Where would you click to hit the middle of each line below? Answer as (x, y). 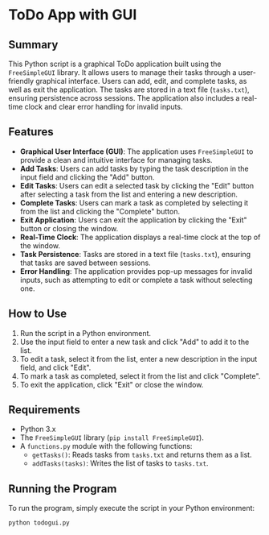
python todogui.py (39, 523)
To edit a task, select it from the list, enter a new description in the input (139, 359)
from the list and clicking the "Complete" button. (100, 211)
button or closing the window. (69, 228)
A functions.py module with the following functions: (106, 446)
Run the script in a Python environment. (85, 333)
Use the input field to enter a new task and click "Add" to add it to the (134, 342)
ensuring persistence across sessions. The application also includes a (124, 98)
